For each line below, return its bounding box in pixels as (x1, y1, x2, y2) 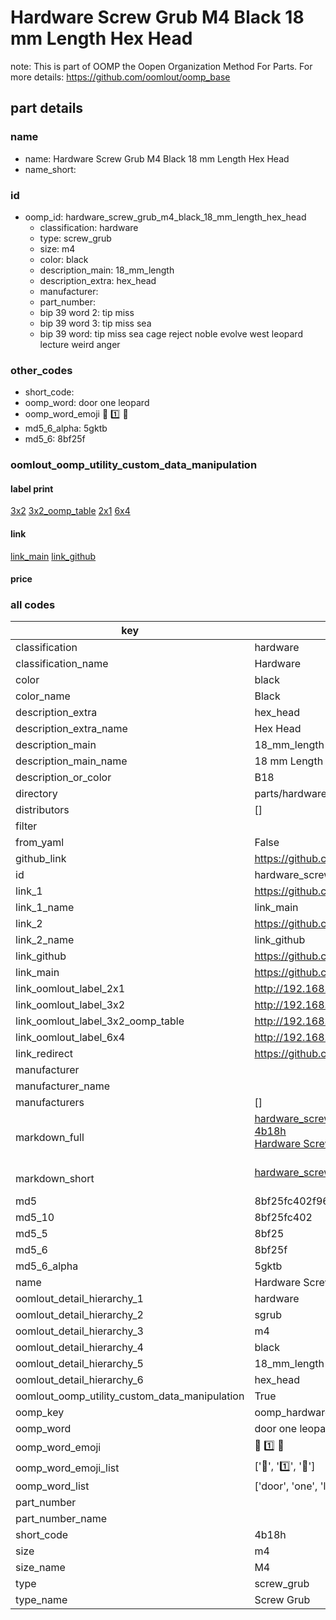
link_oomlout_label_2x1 (15, 982, 126, 996)
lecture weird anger (39, 338, 121, 350)
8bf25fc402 (254, 1211, 313, 1225)
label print (10, 482, 54, 495)
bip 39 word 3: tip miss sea (39, 317, 152, 329)
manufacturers (15, 1096, 85, 1110)
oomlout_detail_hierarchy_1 (15, 1292, 144, 1306)
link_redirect (15, 1047, 74, 1061)
